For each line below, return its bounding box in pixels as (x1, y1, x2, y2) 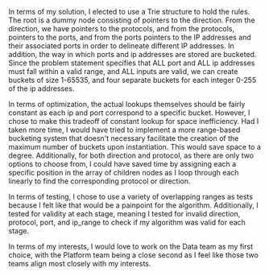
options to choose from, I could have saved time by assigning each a (8, 159, 237, 168)
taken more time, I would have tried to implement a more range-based (8, 125, 241, 134)
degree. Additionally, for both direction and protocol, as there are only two (8, 150, 255, 160)
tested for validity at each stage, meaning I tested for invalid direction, (8, 209, 241, 218)
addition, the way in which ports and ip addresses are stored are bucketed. (8, 50, 257, 59)
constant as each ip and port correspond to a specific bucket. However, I (8, 108, 250, 117)
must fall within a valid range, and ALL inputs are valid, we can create (8, 67, 238, 76)
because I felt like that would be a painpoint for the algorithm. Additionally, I (8, 200, 259, 210)
